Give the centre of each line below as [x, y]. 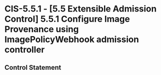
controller [25, 50]
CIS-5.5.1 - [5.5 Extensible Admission [80, 9]
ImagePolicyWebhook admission [72, 40]
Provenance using [42, 29]
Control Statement [33, 68]
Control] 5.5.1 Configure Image [67, 19]
